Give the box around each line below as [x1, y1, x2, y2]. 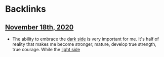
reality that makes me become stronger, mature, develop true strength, [12, 41, 157, 47]
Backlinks [5, 3, 46, 15]
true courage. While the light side [12, 47, 81, 52]
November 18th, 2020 [5, 23, 74, 31]
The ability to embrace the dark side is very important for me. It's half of [12, 36, 159, 42]
